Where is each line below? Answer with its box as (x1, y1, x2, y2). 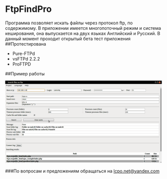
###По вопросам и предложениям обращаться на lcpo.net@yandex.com (5, 168, 160, 174)
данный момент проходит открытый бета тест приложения (5, 36, 131, 42)
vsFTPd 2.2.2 (12, 56, 40, 61)
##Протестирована (5, 41, 46, 47)
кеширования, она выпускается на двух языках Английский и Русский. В (5, 30, 161, 36)
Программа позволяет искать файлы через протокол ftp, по (5, 20, 133, 26)
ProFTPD (12, 61, 31, 67)
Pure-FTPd (12, 51, 35, 57)
